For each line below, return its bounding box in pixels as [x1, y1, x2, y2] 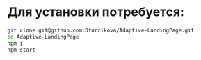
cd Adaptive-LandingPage [7, 33, 79, 40]
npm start [7, 46, 36, 53]
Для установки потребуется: [7, 4, 184, 20]
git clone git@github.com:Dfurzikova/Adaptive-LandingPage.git [7, 27, 195, 34]
